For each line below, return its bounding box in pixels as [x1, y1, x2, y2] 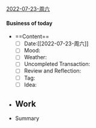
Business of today [6, 19, 53, 27]
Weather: [24, 54, 47, 61]
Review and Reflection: [24, 67, 82, 74]
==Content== [14, 33, 50, 40]
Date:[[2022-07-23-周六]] [24, 40, 89, 47]
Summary [14, 115, 39, 122]
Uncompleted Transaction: [24, 60, 91, 68]
